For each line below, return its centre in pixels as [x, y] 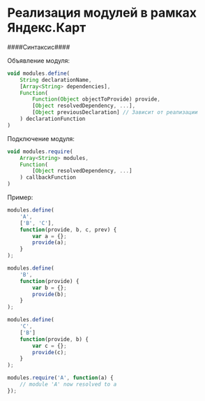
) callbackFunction [48, 177]
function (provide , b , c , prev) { [68, 229]
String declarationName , [56, 80]
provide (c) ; [50, 352]
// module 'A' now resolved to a [68, 385]
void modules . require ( [40, 152]
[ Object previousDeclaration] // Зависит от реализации [115, 112]
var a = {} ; [50, 236]
